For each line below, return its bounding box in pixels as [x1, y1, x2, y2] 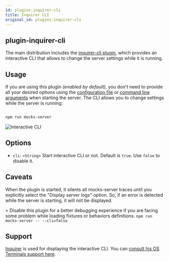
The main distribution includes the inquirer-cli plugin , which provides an [5, 50, 157, 56]
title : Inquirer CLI [5, 12, 50, 17]
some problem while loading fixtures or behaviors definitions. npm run [5, 213, 153, 219]
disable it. [12, 158, 34, 164]
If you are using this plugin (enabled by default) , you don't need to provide [5, 84, 163, 90]
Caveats [5, 173, 32, 181]
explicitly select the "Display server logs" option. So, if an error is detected [5, 192, 163, 198]
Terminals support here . [5, 251, 57, 257]
